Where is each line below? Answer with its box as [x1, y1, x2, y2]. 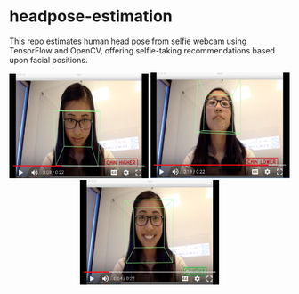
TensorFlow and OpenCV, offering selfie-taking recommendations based [9, 45, 276, 55]
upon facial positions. [9, 54, 88, 65]
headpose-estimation [9, 6, 174, 27]
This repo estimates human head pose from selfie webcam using [9, 36, 247, 46]
